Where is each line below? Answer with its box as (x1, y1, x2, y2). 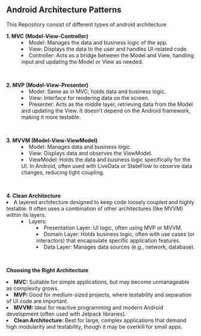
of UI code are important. (6, 297, 69, 305)
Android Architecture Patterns (6, 5, 122, 15)
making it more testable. (21, 113, 81, 120)
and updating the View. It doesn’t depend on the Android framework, (21, 107, 191, 114)
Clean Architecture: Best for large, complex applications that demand (14, 316, 187, 324)
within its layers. (6, 211, 46, 219)
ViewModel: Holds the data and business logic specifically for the (29, 156, 191, 163)
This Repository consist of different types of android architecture (6, 20, 167, 28)
